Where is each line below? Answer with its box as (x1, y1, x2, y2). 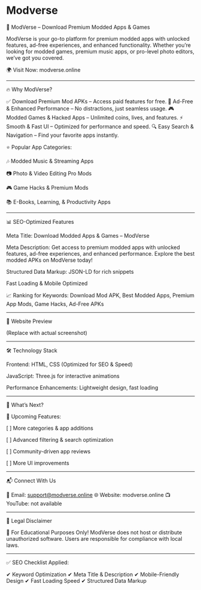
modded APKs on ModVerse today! (6, 256, 93, 263)
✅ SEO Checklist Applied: (6, 559, 69, 566)
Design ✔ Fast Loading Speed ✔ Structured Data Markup (6, 577, 147, 584)
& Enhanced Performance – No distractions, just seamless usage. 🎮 (6, 104, 175, 112)
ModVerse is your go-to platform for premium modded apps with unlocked (6, 35, 190, 42)
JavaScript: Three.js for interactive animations (6, 372, 120, 379)
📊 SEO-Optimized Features (6, 218, 74, 225)
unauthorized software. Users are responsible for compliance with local (6, 535, 182, 542)
